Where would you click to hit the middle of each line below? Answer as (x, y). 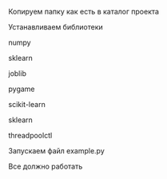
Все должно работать (46, 166)
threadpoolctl (30, 135)
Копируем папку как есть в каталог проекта (84, 12)
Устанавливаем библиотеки (56, 27)
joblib (17, 74)
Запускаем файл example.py (57, 151)
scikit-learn (27, 104)
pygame (22, 89)
